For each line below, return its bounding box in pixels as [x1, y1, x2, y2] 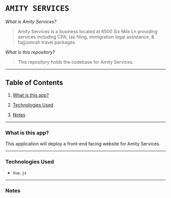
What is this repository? [5, 49, 55, 55]
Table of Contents [5, 78, 64, 87]
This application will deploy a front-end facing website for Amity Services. [5, 141, 161, 147]
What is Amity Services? [5, 18, 57, 24]
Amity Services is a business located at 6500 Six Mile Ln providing [17, 28, 158, 34]
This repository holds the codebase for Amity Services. [17, 59, 134, 65]
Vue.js [12, 171, 27, 176]
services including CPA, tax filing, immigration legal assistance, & [17, 34, 154, 40]
